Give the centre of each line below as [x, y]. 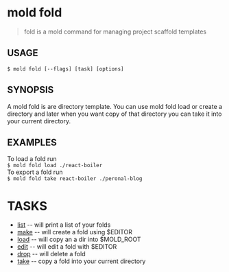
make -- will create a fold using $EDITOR [74, 232]
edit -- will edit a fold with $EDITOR [67, 247]
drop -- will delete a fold [51, 254]
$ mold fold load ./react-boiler [55, 166]
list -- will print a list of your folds [64, 225]
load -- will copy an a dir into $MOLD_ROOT [79, 239]
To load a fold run [32, 159]
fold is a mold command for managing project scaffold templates [115, 32]
